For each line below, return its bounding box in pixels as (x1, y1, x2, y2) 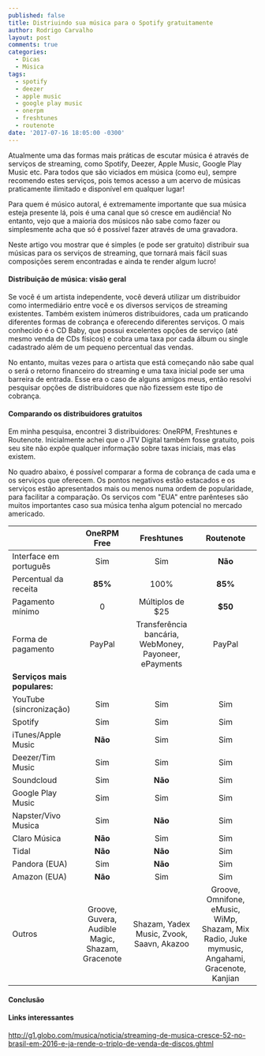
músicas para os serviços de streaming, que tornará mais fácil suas (8, 248, 228, 257)
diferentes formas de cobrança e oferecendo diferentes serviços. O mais (8, 317, 245, 327)
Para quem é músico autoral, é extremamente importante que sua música (8, 199, 247, 209)
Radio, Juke (203, 934, 248, 945)
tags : (8, 70, 26, 78)
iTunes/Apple (12, 729, 62, 741)
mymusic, (207, 943, 244, 954)
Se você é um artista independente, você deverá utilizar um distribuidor (8, 292, 241, 301)
